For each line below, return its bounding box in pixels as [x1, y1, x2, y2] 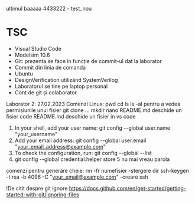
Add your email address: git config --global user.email [14, 137, 147, 144]
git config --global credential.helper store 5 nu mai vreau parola [14, 156, 170, 163]
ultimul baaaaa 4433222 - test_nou [6, 5, 92, 12]
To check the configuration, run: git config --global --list [14, 149, 152, 156]
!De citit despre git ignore [6, 185, 68, 192]
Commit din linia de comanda [14, 64, 86, 71]
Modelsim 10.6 [14, 51, 50, 58]
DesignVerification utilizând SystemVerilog [14, 76, 118, 83]
